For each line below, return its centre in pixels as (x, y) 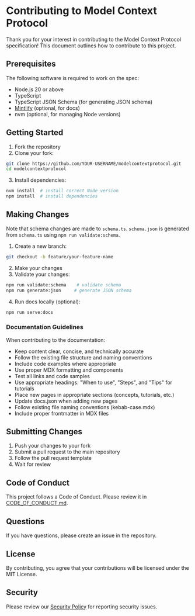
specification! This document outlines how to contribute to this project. (91, 46)
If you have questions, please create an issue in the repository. (81, 535)
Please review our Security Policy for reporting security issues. (82, 607)
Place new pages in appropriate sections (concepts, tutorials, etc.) (94, 394)
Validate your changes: (42, 274)
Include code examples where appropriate (65, 364)
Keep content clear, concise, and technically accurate (79, 351)
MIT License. (22, 574)
